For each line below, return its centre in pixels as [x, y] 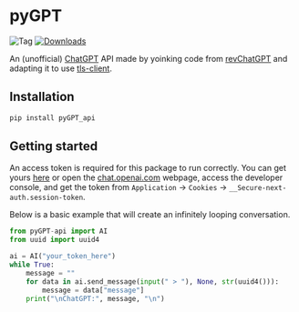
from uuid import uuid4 [55, 240]
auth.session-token [46, 198]
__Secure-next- [258, 188]
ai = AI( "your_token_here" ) [63, 257]
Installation [42, 97]
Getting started [54, 146]
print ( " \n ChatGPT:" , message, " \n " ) [96, 298]
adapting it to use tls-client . [61, 68]
